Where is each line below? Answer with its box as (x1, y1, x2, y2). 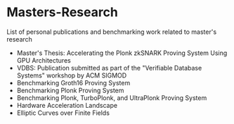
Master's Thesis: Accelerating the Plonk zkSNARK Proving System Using (16, 49, 228, 57)
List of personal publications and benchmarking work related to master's (6, 27, 217, 36)
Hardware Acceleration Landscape (16, 101, 117, 109)
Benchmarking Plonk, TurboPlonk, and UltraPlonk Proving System (16, 93, 207, 102)
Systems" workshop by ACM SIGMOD (16, 71, 127, 80)
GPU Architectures (16, 56, 71, 64)
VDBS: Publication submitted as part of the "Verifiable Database (16, 63, 202, 72)
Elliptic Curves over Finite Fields (16, 108, 110, 117)
